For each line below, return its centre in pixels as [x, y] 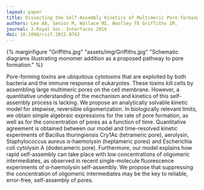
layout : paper [24, 12]
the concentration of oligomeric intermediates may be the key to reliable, [97, 174]
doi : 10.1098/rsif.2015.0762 [43, 35]
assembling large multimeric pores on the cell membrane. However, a [93, 90]
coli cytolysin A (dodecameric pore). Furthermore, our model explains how [99, 148]
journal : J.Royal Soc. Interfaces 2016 [57, 29]
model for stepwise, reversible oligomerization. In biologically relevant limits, [102, 109]
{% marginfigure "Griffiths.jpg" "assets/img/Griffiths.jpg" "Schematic [93, 52]
